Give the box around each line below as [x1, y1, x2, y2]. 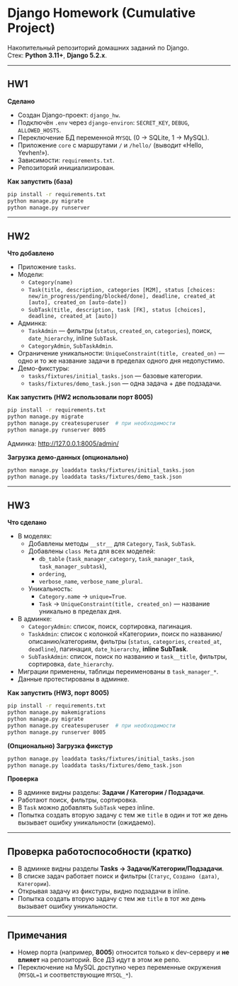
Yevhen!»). [17, 148, 50, 157]
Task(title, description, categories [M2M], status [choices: [28, 287, 216, 294]
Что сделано [7, 518, 47, 527]
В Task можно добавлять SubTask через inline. [17, 803, 155, 812]
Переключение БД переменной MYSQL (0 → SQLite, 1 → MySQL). [17, 133, 210, 142]
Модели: [17, 271, 44, 279]
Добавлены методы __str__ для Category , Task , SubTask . [28, 540, 196, 548]
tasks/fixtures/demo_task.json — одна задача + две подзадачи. [28, 379, 222, 387]
